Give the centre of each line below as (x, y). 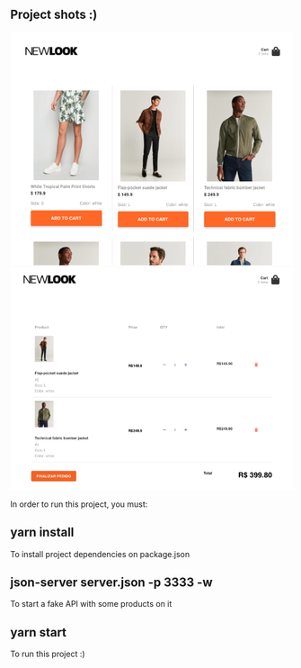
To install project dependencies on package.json (100, 554)
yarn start (38, 632)
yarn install (42, 533)
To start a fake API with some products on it (91, 604)
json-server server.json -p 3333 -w (112, 582)
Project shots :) (54, 15)
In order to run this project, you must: (79, 504)
